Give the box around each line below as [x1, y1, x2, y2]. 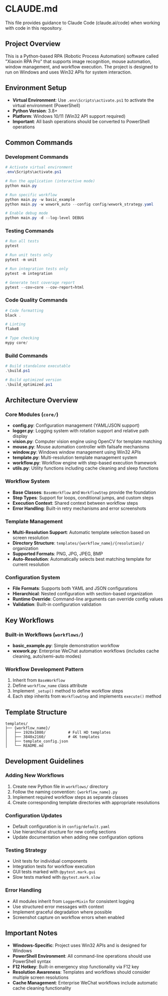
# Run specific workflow [5, 192, 57, 197]
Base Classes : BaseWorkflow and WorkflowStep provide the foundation [12, 489, 156, 495]
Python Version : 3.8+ [12, 108, 58, 114]
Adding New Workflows [5, 772, 64, 779]
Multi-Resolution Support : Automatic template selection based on [12, 529, 150, 535]
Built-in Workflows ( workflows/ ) [5, 631, 84, 638]
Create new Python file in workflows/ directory [12, 783, 109, 789]
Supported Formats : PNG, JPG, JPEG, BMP [12, 551, 103, 557]
